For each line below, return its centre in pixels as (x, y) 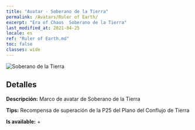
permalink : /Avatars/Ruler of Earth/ (52, 17)
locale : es (19, 33)
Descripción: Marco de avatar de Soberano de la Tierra (73, 99)
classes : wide (23, 50)
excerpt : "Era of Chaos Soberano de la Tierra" (66, 22)
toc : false (19, 45)
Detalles (21, 85)
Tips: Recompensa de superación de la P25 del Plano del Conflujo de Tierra (98, 110)
